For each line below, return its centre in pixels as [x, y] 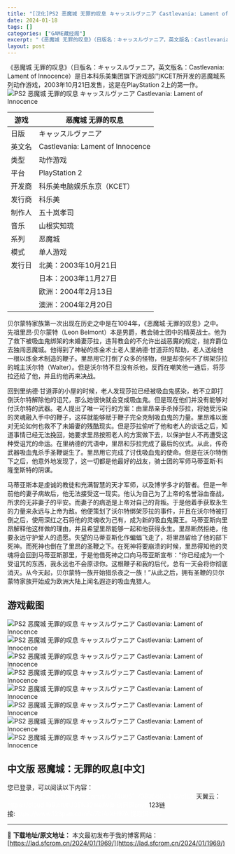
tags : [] [20, 27]
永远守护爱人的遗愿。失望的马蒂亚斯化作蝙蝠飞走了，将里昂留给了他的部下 [120, 537]
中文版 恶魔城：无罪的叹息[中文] [76, 769]
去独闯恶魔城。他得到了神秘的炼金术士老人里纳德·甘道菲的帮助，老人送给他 [115, 349]
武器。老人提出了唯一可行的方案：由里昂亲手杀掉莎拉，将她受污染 [133, 408]
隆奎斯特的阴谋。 [32, 470]
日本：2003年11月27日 [78, 278]
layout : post [26, 46]
